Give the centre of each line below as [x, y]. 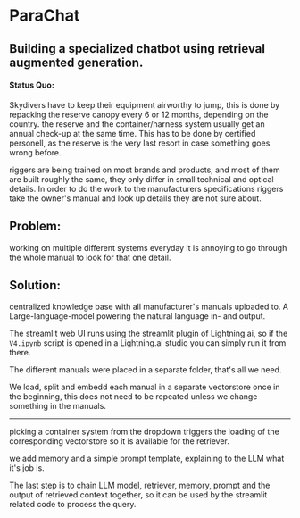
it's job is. [27, 468]
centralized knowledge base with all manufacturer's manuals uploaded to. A [149, 307]
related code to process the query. [73, 505]
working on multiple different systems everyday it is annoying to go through [148, 247]
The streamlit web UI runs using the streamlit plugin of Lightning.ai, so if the [149, 334]
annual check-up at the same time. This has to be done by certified [133, 133]
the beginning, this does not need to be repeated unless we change [133, 397]
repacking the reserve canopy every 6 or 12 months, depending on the [139, 114]
